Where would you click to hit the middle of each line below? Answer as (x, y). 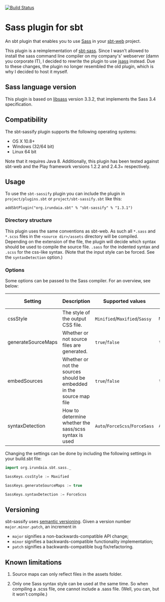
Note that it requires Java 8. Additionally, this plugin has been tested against (82, 161)
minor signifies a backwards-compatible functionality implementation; (83, 541)
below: (12, 286)
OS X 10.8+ (24, 141)
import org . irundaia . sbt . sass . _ (38, 468)
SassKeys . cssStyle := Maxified (37, 476)
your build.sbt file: (23, 459)
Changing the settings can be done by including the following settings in (78, 453)
